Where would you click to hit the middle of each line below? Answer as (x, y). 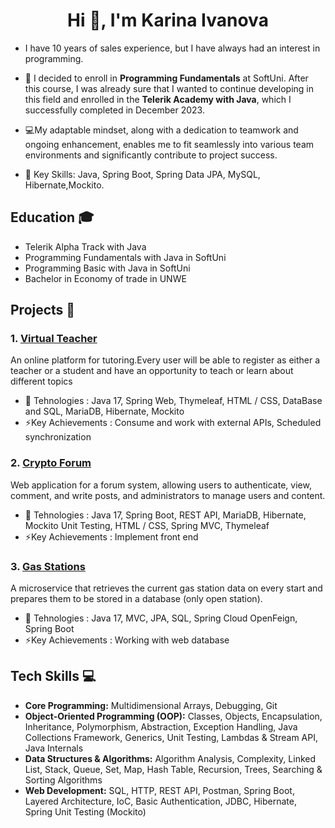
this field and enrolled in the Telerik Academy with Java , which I (158, 99)
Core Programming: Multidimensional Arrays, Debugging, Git (151, 705)
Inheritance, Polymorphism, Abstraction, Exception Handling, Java (161, 726)
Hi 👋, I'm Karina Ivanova (168, 20)
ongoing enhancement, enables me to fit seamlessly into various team (169, 144)
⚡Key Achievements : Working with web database (127, 640)
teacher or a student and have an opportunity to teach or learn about (152, 371)
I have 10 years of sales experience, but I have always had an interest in (172, 48)
